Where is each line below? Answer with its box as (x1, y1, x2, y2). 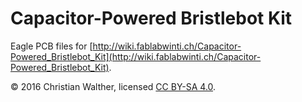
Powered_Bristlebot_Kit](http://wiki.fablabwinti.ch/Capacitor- (10, 50, 262, 62)
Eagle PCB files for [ (10, 40, 93, 52)
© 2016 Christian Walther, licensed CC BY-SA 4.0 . (10, 80, 217, 92)
